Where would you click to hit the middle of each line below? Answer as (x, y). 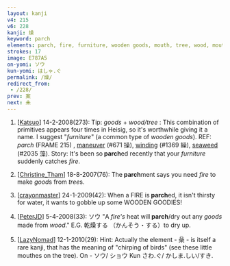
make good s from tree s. (51, 182)
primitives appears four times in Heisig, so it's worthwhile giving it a (112, 129)
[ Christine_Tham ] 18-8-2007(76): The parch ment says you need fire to (116, 174)
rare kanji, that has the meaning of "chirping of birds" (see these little (114, 247)
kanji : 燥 (21, 33)
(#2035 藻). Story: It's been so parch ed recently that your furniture (111, 153)
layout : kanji (27, 13)
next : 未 (19, 103)
